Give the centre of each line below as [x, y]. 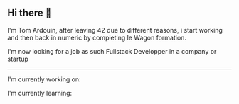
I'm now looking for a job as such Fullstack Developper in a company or [112, 51]
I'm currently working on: [44, 79]
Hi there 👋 [30, 13]
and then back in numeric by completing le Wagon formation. [97, 37]
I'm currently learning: [40, 93]
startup [18, 59]
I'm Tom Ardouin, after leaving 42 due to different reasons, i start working [115, 30]
